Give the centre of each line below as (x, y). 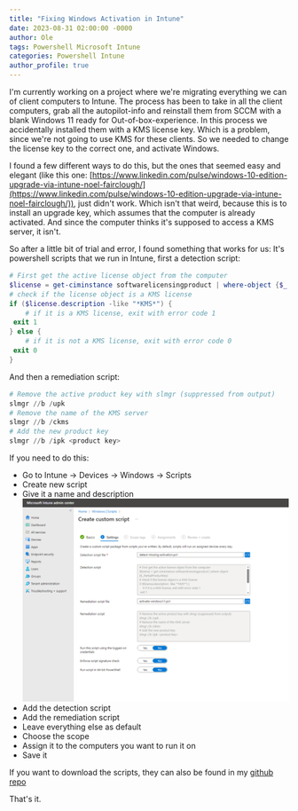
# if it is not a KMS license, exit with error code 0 (129, 342)
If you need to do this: (49, 458)
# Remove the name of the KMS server (79, 413)
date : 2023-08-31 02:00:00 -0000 (71, 28)
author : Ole (31, 37)
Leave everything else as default (82, 727)
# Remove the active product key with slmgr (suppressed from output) (142, 394)
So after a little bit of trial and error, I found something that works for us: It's (147, 249)
